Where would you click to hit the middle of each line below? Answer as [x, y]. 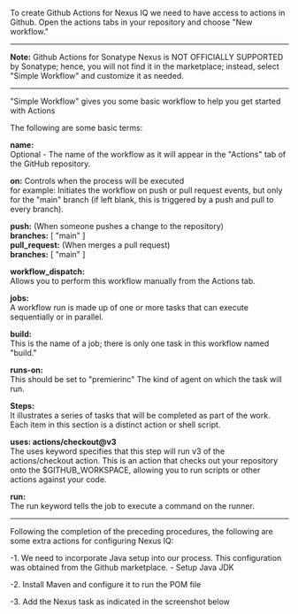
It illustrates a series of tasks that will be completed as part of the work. [140, 415]
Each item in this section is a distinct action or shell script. [115, 425]
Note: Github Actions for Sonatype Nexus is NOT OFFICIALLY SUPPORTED [147, 57]
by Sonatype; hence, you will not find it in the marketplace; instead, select [145, 66]
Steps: [22, 406]
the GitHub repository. [50, 164]
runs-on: [27, 370]
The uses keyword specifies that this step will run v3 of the [118, 451]
